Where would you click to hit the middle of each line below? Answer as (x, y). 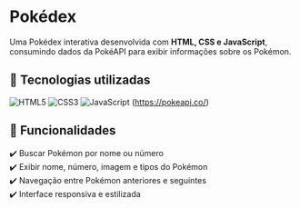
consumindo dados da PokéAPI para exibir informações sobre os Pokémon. (150, 51)
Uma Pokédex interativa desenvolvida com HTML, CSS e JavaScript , (139, 42)
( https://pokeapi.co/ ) (170, 102)
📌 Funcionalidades (63, 130)
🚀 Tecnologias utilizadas (80, 80)
